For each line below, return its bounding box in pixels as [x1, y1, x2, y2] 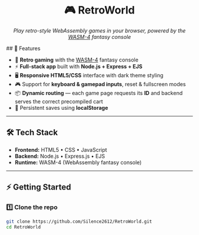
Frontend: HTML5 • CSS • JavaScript [14, 146, 108, 153]
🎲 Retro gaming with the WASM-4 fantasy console [14, 56, 139, 63]
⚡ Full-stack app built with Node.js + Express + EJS [14, 63, 143, 70]
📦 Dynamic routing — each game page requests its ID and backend [14, 89, 183, 96]
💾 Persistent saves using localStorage [14, 104, 108, 111]
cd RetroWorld [6, 224, 41, 230]
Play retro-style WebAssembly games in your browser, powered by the [13, 27, 186, 34]
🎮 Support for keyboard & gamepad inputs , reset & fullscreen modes [14, 80, 186, 87]
